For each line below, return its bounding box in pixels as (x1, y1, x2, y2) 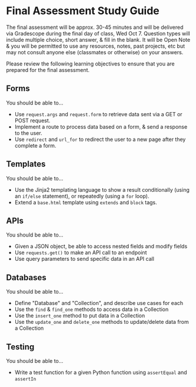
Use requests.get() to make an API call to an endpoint (14, 249, 147, 256)
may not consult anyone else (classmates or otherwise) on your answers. (6, 48, 184, 55)
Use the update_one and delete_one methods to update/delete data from (14, 319, 190, 326)
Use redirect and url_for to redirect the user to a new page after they (14, 136, 186, 143)
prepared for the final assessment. (6, 66, 90, 73)
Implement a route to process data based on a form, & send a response (14, 123, 188, 130)
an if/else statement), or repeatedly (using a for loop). (14, 192, 150, 199)
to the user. (14, 129, 42, 136)
